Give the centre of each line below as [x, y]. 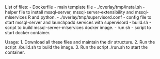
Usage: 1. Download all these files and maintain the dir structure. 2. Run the [80, 42]
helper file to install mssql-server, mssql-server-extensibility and [70, 12]
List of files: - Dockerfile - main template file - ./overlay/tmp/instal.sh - [75, 7]
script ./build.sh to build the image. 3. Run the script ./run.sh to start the [76, 47]
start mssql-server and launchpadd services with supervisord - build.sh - [78, 22]
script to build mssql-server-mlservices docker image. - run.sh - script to [78, 28]
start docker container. [28, 33]
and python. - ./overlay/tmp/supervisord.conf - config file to [92, 17]
